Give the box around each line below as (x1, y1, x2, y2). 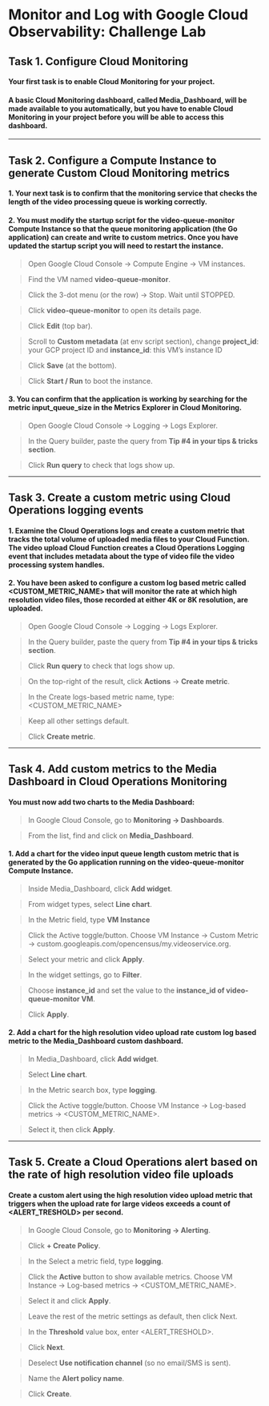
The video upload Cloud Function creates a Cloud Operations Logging (8, 542, 246, 552)
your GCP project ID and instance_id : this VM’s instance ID (27, 344, 223, 354)
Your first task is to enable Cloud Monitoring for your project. (8, 77, 215, 87)
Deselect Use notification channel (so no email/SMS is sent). (27, 1358, 231, 1368)
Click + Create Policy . (27, 1240, 101, 1251)
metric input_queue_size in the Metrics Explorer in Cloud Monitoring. (8, 403, 243, 413)
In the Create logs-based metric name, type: (27, 691, 175, 702)
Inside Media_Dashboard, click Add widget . (27, 884, 173, 893)
